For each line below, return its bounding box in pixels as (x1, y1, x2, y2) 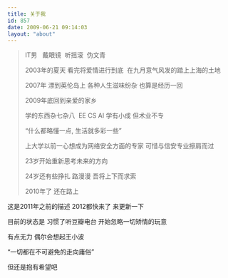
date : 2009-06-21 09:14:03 (7, 24, 88, 31)
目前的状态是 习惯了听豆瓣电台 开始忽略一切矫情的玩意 (7, 217, 167, 226)
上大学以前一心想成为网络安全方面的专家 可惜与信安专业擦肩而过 (24, 142, 214, 150)
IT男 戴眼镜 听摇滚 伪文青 (24, 51, 106, 59)
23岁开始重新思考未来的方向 (24, 157, 108, 165)
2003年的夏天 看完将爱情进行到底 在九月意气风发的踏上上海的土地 (24, 66, 221, 75)
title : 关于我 (7, 10, 46, 18)
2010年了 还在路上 (24, 187, 79, 196)
